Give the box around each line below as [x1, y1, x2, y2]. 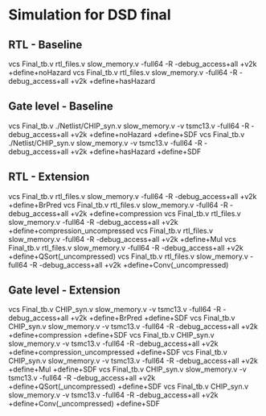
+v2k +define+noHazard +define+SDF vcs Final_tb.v [70, 129, 245, 139]
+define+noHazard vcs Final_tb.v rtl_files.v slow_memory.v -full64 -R [8, 68, 238, 77]
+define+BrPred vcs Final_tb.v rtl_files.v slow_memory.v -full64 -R [8, 200, 228, 210]
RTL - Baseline [8, 38, 83, 52]
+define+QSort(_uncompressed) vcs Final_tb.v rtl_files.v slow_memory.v [8, 252, 249, 261]
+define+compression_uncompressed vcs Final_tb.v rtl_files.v [8, 226, 214, 235]
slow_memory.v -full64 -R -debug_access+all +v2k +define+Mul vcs [8, 234, 237, 243]
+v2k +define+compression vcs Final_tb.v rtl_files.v [70, 208, 241, 218]
